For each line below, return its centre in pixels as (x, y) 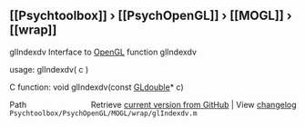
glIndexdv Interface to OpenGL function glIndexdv (103, 52)
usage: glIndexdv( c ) (49, 69)
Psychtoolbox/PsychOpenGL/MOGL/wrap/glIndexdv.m (103, 113)
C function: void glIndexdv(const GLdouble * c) (97, 87)
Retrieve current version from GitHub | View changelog (193, 104)
